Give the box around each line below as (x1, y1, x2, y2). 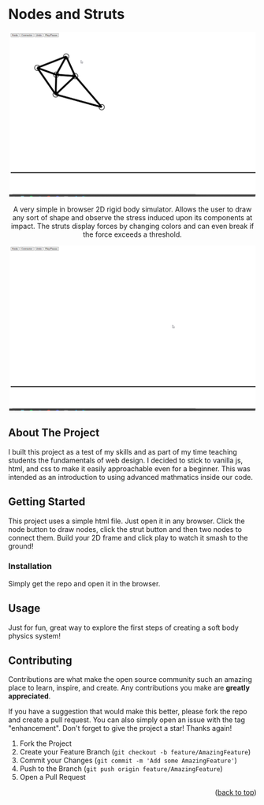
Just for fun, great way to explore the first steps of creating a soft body (8, 623, 239, 632)
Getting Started (8, 495, 86, 509)
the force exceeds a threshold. (82, 230, 183, 239)
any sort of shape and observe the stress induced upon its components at (12, 213, 253, 223)
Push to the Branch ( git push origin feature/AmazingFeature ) (19, 764, 223, 773)
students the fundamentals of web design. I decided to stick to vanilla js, (8, 455, 244, 465)
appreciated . (8, 691, 51, 701)
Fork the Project (19, 739, 73, 748)
